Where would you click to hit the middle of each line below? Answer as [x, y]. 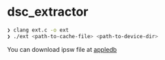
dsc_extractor [48, 12]
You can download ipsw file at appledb [62, 49]
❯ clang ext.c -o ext [38, 30]
